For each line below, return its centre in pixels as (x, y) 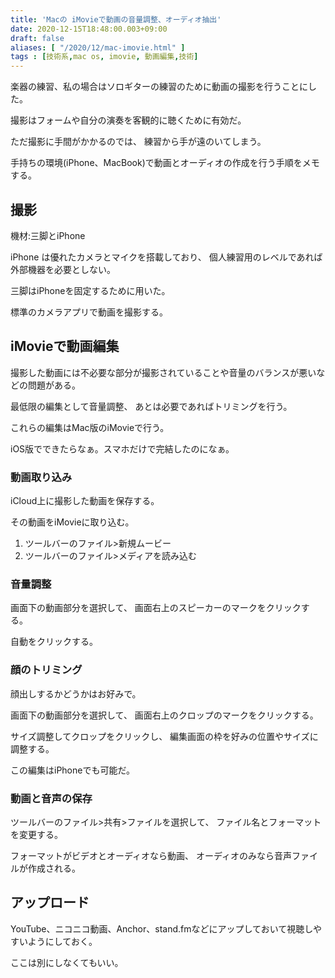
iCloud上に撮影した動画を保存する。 (85, 501)
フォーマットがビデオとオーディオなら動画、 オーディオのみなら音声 (151, 855)
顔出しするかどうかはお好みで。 (76, 693)
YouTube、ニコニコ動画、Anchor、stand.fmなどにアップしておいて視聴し (162, 928)
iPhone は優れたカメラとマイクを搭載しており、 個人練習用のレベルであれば (166, 257)
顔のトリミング (46, 670)
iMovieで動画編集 (65, 346)
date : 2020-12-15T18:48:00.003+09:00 (89, 29)
